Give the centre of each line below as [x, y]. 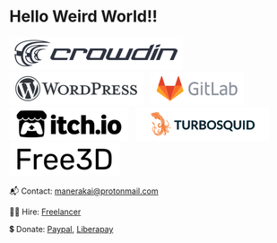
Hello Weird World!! [84, 17]
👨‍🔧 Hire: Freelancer [45, 212]
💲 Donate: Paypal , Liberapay [61, 229]
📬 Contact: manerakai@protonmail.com [84, 191]
